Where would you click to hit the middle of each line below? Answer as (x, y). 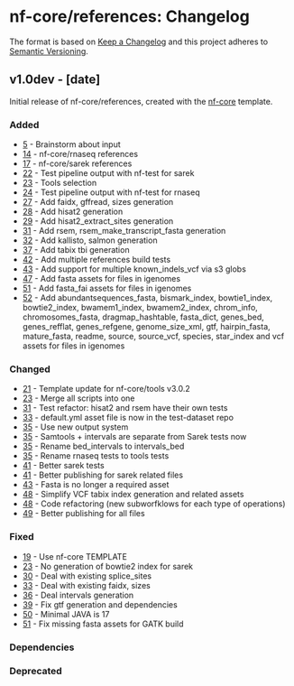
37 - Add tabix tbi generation (76, 250)
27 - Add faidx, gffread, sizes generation (98, 202)
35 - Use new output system (75, 427)
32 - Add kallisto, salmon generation (90, 240)
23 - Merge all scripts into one (78, 398)
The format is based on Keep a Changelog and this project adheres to (139, 42)
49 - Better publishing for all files (84, 514)
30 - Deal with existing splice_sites (87, 576)
